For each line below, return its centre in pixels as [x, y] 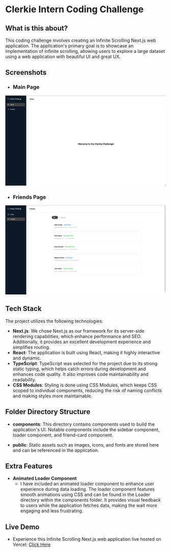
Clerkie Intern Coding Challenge [75, 9]
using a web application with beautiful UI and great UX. [63, 57]
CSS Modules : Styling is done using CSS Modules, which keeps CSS [85, 385]
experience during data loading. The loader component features [88, 489]
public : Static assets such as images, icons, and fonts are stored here [86, 445]
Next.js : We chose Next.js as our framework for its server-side [78, 331]
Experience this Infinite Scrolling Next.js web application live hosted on [87, 539]
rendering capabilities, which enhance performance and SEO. [77, 336]
